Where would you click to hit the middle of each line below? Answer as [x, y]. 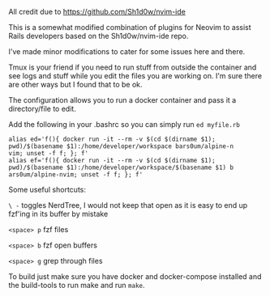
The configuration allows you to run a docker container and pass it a [122, 100]
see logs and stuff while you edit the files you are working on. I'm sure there [135, 76]
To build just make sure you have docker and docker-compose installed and [135, 277]
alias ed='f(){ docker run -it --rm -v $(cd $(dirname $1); [112, 139]
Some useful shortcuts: [47, 190]
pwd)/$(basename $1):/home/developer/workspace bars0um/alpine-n [121, 146]
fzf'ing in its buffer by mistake [58, 214]
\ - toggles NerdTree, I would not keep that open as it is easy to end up [128, 205]
